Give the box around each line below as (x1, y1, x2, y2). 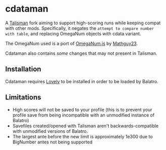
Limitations (5, 93, 41, 102)
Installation (5, 65, 41, 73)
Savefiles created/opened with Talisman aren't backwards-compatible (12, 123, 159, 129)
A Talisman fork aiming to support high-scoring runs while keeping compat (5, 20, 161, 26)
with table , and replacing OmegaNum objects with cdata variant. (5, 30, 141, 36)
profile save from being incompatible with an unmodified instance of (12, 112, 155, 118)
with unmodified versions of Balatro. (12, 128, 88, 134)
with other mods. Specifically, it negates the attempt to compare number (5, 25, 154, 31)
